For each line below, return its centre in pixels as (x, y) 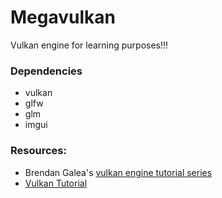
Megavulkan (63, 17)
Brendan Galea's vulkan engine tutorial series (118, 172)
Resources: (38, 151)
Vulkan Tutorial (56, 183)
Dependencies (46, 71)
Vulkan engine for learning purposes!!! (89, 45)
